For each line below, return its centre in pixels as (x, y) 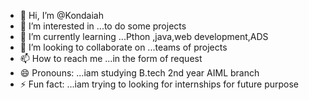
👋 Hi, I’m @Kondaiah (62, 15)
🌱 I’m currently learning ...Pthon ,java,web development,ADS (144, 36)
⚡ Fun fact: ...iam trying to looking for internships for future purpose (159, 84)
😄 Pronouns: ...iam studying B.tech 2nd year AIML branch (139, 73)
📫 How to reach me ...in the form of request (111, 58)
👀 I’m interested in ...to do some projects (103, 26)
